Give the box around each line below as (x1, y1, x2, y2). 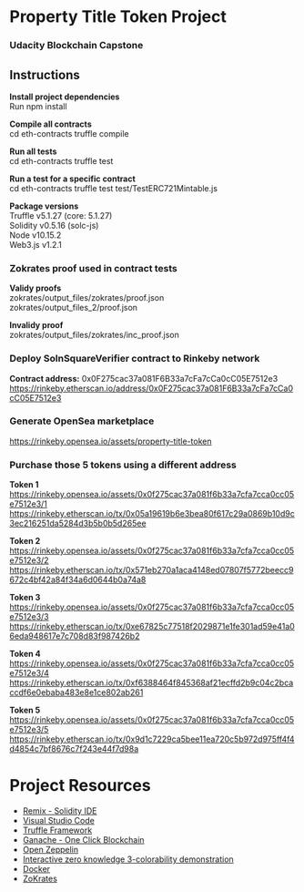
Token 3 (9, 592, 41, 603)
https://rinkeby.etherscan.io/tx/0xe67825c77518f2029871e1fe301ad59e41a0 (9, 621, 296, 632)
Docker (22, 864, 51, 875)
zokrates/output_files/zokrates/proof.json (9, 292, 165, 303)
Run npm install (9, 100, 67, 111)
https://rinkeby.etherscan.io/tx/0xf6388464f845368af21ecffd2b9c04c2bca (9, 677, 294, 689)
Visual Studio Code (22, 815, 96, 826)
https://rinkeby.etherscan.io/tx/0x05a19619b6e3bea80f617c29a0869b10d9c (9, 508, 296, 519)
